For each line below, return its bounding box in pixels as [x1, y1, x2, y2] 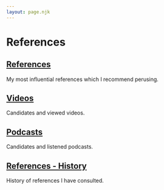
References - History [6, 161, 87, 171]
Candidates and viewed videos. [6, 109, 85, 116]
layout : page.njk [6, 9, 50, 15]
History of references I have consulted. [6, 177, 104, 185]
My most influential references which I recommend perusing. [6, 76, 159, 83]
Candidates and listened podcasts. [6, 143, 93, 150]
